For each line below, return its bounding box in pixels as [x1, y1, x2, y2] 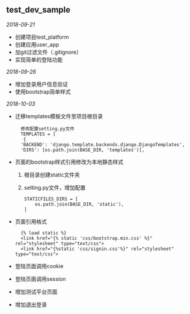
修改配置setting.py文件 [20, 126, 75, 132]
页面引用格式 [14, 217, 47, 225]
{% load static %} [20, 229, 67, 236]
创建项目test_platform [14, 33, 69, 40]
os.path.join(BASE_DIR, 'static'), [35, 201, 124, 207]
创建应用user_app [14, 40, 60, 48]
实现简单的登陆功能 [14, 56, 63, 63]
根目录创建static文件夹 [23, 171, 80, 178]
